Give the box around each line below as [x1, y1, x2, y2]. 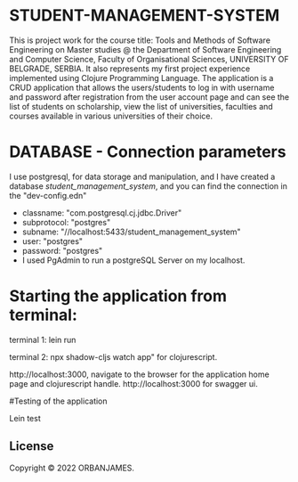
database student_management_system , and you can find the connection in [9, 180, 287, 192]
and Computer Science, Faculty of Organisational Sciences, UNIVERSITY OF [9, 53, 289, 64]
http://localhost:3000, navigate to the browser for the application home [9, 369, 270, 380]
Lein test [9, 413, 42, 423]
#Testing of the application [9, 396, 109, 406]
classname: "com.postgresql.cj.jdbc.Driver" [21, 207, 182, 218]
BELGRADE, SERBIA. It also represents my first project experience [9, 63, 251, 74]
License [9, 438, 54, 454]
